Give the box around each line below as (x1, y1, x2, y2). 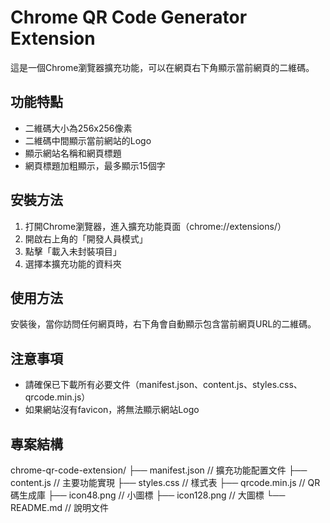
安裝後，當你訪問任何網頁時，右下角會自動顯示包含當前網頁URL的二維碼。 (10, 318, 317, 330)
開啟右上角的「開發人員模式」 (24, 232, 148, 245)
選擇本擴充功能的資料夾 (24, 257, 122, 270)
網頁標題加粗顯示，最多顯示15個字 (24, 159, 166, 171)
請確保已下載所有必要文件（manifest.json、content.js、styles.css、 (24, 379, 303, 391)
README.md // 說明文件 (10, 502, 110, 513)
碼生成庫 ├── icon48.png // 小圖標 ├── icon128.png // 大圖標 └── (10, 489, 286, 501)
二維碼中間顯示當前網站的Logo (24, 134, 152, 146)
